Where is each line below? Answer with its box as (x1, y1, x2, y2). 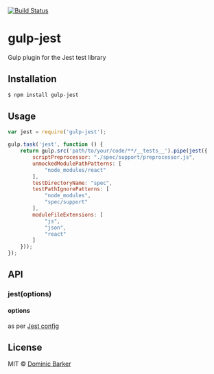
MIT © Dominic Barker (8, 360, 71, 368)
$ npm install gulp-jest (8, 91, 79, 98)
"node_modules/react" (44, 166, 107, 173)
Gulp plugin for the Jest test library (8, 53, 106, 61)
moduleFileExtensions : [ (32, 211, 104, 218)
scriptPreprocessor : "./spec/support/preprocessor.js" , (32, 154, 195, 161)
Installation (8, 73, 57, 85)
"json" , (44, 224, 67, 231)
